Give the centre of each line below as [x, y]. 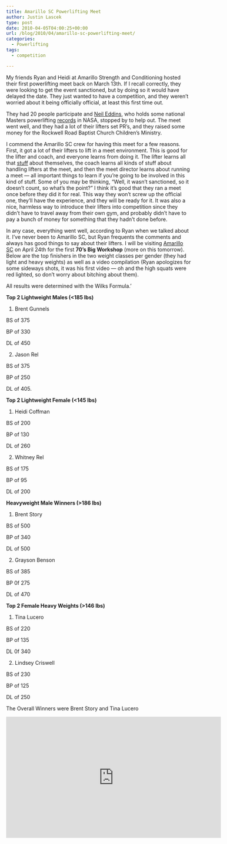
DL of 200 [18, 491]
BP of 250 [18, 377]
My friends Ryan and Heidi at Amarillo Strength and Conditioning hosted [94, 77]
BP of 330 [18, 331]
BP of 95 [17, 480]
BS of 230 [18, 674]
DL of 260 [18, 446]
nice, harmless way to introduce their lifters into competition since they [92, 206]
